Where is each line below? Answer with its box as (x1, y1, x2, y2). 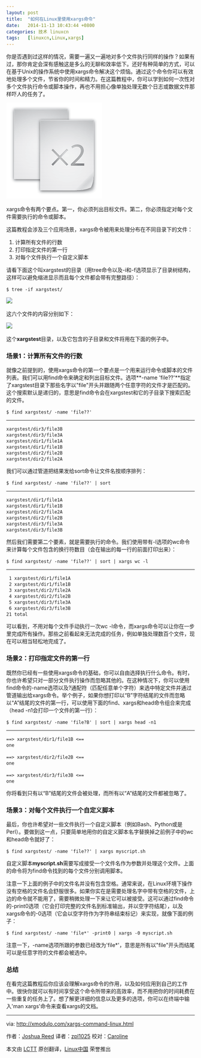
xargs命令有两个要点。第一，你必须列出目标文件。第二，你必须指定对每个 (6, 206, 188, 213)
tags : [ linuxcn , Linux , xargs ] (6, 35, 84, 41)
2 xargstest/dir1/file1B (8, 582, 71, 588)
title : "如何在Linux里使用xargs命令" (6, 16, 96, 22)
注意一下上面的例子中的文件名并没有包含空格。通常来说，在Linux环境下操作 (6, 880, 193, 888)
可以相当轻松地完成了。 (11, 638, 69, 645)
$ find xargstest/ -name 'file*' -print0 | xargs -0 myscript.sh (6, 930, 172, 936)
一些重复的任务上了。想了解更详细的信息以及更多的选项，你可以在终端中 (6, 995, 184, 1002)
